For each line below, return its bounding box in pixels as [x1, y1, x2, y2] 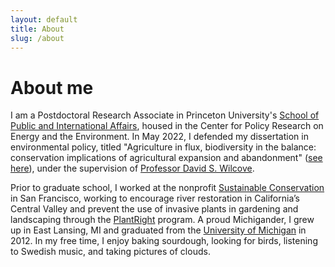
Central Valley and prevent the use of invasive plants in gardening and [10, 203, 299, 215]
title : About [10, 24, 65, 34]
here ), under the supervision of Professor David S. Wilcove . [10, 162, 255, 175]
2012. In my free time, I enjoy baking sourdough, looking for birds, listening [10, 235, 318, 247]
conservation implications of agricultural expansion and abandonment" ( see [10, 152, 323, 164]
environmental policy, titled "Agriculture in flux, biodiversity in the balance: [10, 141, 317, 153]
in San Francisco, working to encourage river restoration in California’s [10, 192, 300, 205]
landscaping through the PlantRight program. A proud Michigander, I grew [10, 214, 315, 226]
